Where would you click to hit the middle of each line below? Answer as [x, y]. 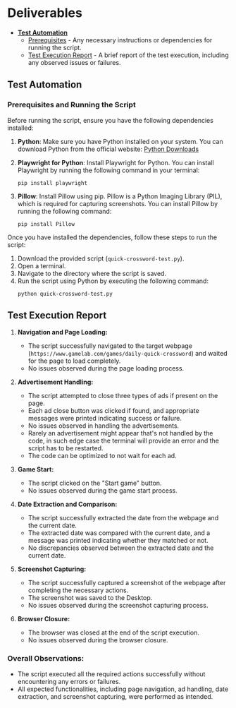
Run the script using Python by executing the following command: [113, 281]
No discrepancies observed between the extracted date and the [121, 548]
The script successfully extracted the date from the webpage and [123, 518]
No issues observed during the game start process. [103, 491]
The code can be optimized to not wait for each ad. [103, 456]
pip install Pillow [46, 224]
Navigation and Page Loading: [62, 332]
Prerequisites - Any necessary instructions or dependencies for [120, 40]
